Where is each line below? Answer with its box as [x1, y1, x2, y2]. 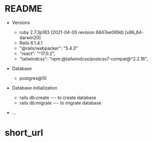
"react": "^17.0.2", [19, 50, 55, 56]
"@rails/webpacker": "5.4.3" [19, 45, 78, 51]
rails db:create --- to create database [19, 94, 96, 100]
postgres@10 [19, 75, 47, 81]
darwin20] [19, 34, 41, 40]
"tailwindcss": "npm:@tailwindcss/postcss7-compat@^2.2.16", [19, 55, 148, 61]
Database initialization [11, 84, 58, 90]
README [4, 3, 42, 14]
